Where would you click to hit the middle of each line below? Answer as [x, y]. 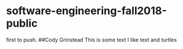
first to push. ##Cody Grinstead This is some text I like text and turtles [91, 40]
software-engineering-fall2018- [86, 11]
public [22, 23]
